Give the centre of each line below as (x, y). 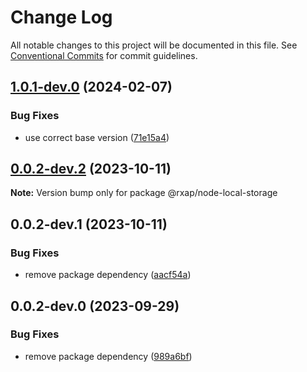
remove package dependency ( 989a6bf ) (108, 356)
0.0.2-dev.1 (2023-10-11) (89, 224)
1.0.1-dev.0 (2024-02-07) (91, 87)
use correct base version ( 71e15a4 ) (97, 137)
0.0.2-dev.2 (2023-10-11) (91, 169)
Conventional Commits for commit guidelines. (104, 55)
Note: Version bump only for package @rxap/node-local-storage (144, 193)
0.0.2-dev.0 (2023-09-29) (95, 306)
